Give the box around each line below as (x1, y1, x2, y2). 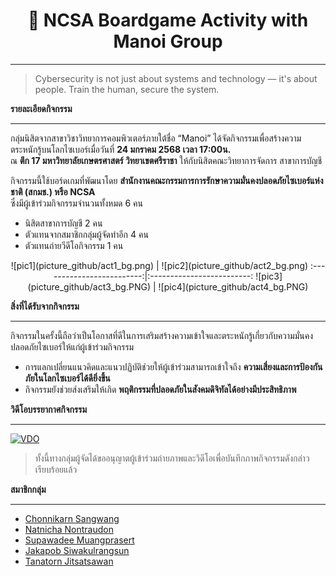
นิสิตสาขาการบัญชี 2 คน (24, 217, 103, 229)
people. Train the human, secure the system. (34, 83, 220, 95)
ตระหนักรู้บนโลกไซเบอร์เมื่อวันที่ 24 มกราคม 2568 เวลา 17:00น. (10, 143, 232, 155)
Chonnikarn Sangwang (24, 512, 120, 524)
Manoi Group (113, 30, 223, 53)
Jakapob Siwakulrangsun (24, 544, 130, 556)
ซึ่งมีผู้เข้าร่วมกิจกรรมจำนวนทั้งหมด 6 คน (10, 197, 143, 209)
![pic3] (255, 270, 283, 282)
